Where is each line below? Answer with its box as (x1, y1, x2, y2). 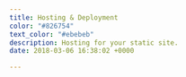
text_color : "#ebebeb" (9, 30, 94, 38)
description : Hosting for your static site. (9, 38, 179, 47)
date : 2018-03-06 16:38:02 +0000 (9, 47, 135, 56)
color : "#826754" (9, 21, 75, 30)
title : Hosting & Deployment (9, 13, 119, 22)
